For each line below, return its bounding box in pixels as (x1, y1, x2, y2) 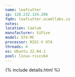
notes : (5, 21, 19, 26)
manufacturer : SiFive (5, 30, 50, 35)
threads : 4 (5, 44, 28, 49)
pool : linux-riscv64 (5, 53, 48, 59)
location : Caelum (5, 26, 41, 31)
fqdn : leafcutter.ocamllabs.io (5, 16, 70, 21)
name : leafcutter (5, 7, 41, 12)
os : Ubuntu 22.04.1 (5, 49, 46, 54)
